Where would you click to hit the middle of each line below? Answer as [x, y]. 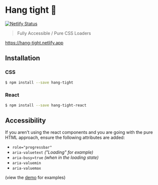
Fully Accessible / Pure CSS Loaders [54, 33]
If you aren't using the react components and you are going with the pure [79, 132]
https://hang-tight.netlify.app [34, 43]
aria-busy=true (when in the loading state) [55, 157]
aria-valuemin [26, 163]
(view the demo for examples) [35, 178]
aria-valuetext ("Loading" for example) [53, 153]
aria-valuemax [26, 169]
